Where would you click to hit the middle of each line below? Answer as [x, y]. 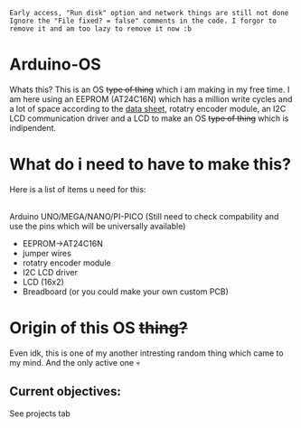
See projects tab [40, 413]
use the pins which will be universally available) [98, 226]
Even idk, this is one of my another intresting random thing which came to [146, 353]
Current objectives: [66, 391]
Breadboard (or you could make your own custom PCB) [125, 291]
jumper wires [47, 253]
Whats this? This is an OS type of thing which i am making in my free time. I [150, 89]
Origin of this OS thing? [99, 328]
